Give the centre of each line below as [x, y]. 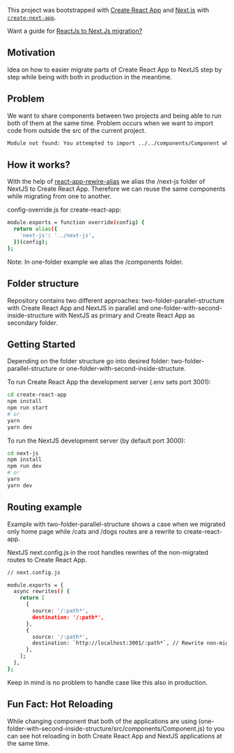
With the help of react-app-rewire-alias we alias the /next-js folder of [106, 182]
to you [216, 728]
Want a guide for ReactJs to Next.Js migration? [75, 31]
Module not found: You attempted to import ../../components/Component [113, 143]
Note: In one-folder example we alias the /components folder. [95, 262]
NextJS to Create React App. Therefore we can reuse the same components [116, 189]
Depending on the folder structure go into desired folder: [88, 361]
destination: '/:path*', [68, 617]
